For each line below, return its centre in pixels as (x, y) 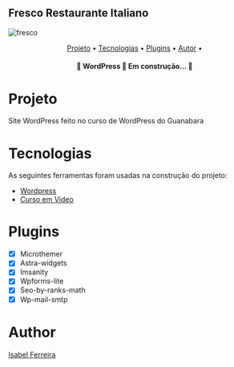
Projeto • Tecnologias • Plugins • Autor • (135, 48)
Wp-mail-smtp (44, 299)
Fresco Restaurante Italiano (79, 13)
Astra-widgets (43, 263)
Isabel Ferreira (32, 354)
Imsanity (34, 272)
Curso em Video (46, 200)
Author (32, 332)
